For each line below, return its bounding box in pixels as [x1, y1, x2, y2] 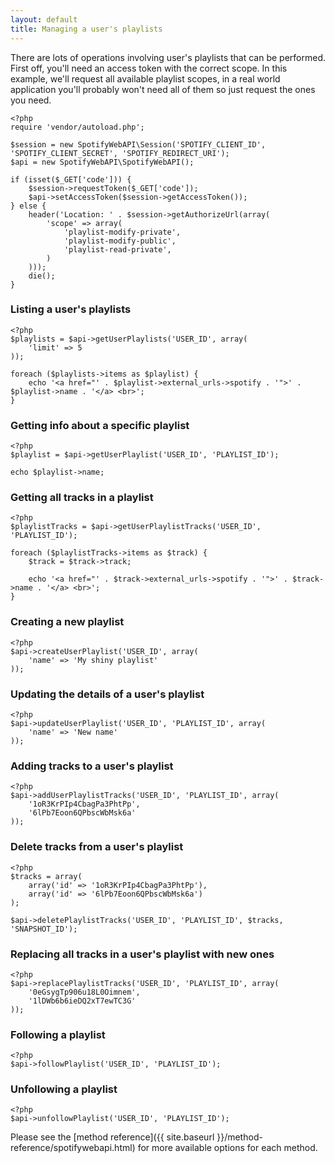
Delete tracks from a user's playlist [10, 840, 184, 854]
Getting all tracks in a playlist [10, 491, 154, 505]
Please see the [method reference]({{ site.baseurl [10, 1131, 215, 1143]
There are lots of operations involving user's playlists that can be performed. [10, 51, 327, 63]
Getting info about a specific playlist [10, 418, 190, 432]
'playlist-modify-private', [63, 227, 182, 237]
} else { [10, 201, 47, 211]
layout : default [10, 14, 78, 25]
